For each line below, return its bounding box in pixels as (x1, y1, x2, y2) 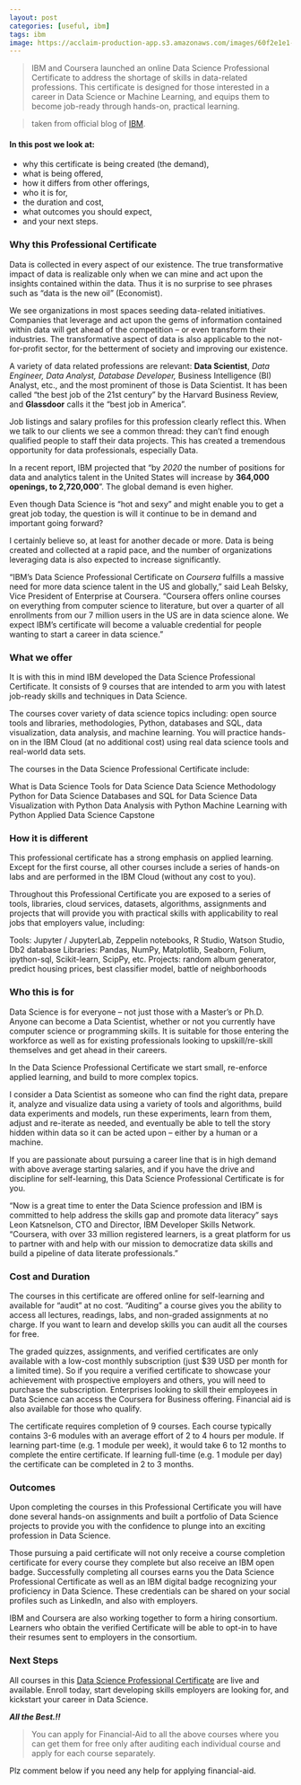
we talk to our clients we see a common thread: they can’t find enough (9, 426, 270, 436)
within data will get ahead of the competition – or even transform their (9, 324, 267, 335)
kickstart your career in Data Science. (9, 1693, 149, 1704)
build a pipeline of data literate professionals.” (9, 1247, 179, 1258)
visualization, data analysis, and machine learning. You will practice (9, 727, 258, 738)
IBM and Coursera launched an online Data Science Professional (30, 63, 271, 74)
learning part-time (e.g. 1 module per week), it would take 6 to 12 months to (9, 1439, 287, 1450)
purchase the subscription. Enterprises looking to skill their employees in (9, 1384, 278, 1394)
